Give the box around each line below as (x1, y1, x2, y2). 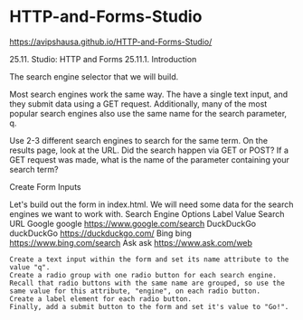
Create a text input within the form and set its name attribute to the (9, 255, 289, 264)
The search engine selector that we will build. (9, 71, 179, 82)
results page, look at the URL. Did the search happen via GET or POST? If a (9, 145, 289, 155)
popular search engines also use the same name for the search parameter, (9, 108, 288, 118)
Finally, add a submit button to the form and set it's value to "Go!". (9, 302, 289, 311)
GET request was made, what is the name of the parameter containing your (9, 154, 289, 165)
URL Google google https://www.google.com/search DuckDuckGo (9, 218, 256, 229)
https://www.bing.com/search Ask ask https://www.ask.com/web (9, 237, 253, 248)
